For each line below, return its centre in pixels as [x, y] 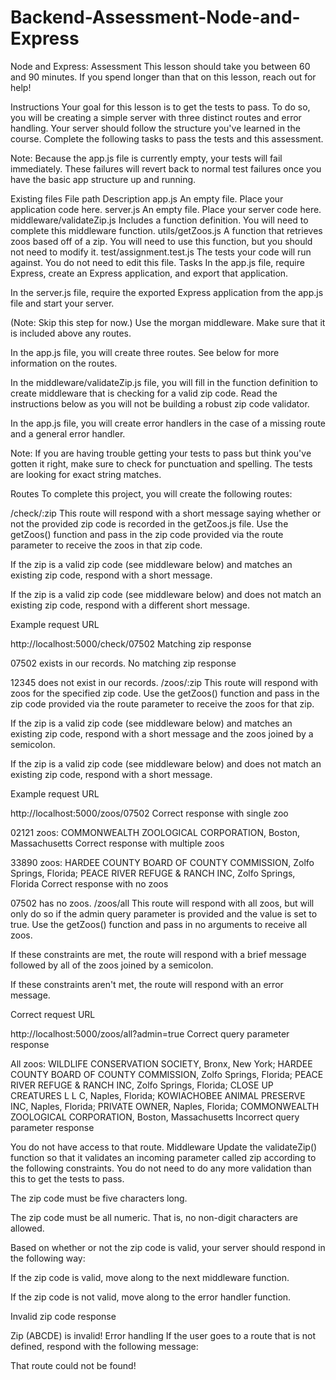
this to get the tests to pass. [67, 1178]
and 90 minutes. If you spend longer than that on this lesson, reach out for [163, 77]
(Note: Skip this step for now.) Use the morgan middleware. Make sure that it [168, 322]
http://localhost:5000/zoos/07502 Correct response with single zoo [149, 813]
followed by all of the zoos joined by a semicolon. [112, 965]
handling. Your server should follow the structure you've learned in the [155, 128]
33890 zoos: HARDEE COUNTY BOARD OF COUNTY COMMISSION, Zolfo [162, 862]
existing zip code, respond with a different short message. [130, 605]
